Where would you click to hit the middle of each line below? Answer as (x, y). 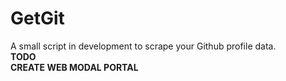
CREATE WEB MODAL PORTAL (74, 67)
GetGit (37, 18)
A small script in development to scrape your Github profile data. (143, 46)
